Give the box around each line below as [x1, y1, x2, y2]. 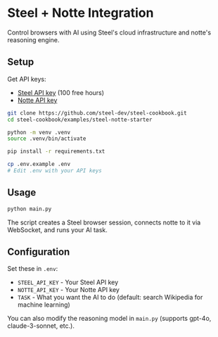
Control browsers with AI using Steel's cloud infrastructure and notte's [7, 28, 212, 37]
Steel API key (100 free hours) [17, 88, 104, 96]
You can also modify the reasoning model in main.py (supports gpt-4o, [7, 314, 212, 323]
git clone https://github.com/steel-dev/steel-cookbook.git [7, 109, 188, 117]
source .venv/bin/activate [7, 135, 86, 142]
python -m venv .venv [7, 129, 71, 136]
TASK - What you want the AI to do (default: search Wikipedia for [17, 293, 203, 302]
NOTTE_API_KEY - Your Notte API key [17, 286, 120, 294]
